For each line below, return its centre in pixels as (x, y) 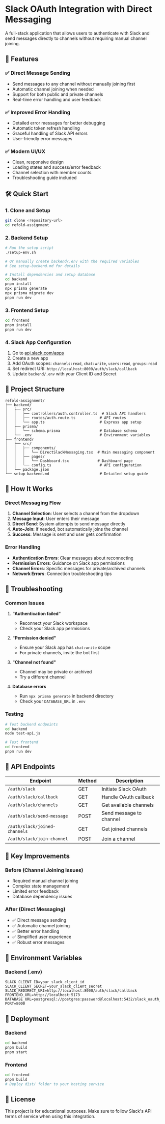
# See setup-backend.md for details (42, 266)
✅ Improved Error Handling (38, 112)
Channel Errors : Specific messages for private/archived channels (79, 568)
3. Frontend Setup (27, 310)
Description (129, 781)
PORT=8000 (15, 1004)
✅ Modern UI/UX (25, 151)
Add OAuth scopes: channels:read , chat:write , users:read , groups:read (84, 363)
